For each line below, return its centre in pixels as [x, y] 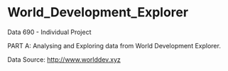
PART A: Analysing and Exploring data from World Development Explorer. [114, 45]
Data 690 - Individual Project [49, 32]
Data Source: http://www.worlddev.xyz [64, 59]
